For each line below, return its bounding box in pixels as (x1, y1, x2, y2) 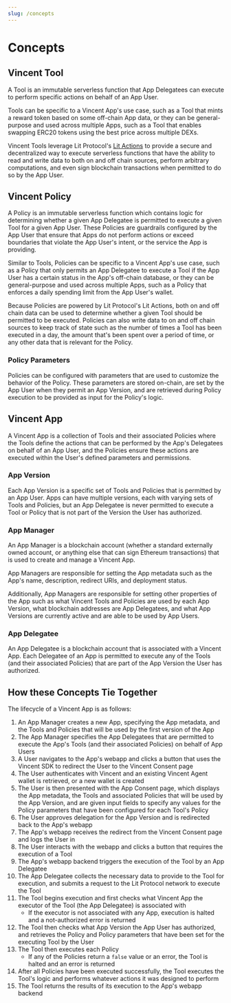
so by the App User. (8, 170, 64, 179)
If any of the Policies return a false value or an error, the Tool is (27, 953, 208, 961)
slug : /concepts (8, 10, 54, 17)
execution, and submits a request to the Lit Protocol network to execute (17, 880, 221, 888)
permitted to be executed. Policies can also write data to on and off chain (8, 316, 215, 325)
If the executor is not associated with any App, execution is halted (27, 909, 215, 917)
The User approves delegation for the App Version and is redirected (17, 813, 210, 822)
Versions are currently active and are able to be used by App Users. (8, 611, 200, 620)
